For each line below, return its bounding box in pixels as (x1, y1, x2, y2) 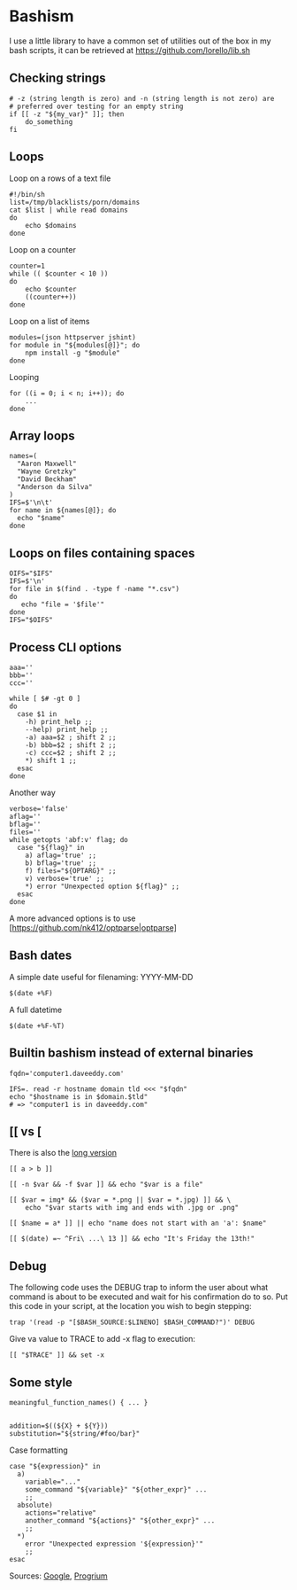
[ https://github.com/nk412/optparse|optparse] (9, 923, 177, 932)
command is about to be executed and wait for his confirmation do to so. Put (9, 1291, 288, 1302)
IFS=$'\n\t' (9, 498, 53, 507)
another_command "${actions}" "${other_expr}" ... (25, 1516, 216, 1525)
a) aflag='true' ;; (25, 851, 97, 860)
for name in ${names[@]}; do (9, 506, 117, 515)
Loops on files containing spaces (9, 545, 195, 560)
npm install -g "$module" (25, 348, 121, 357)
